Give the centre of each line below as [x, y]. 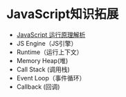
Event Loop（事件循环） [51, 78]
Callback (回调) [38, 87]
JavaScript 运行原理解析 [51, 35]
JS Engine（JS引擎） [47, 43]
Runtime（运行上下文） [49, 52]
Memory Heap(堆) [42, 60]
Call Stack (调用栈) [43, 69]
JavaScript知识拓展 [63, 14]
